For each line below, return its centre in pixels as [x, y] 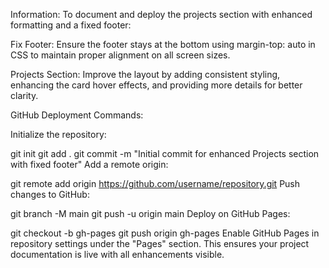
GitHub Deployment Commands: [77, 115]
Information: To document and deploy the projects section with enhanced [161, 14]
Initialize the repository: [58, 134]
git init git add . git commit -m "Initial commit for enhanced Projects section [165, 153]
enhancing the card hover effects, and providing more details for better [156, 85]
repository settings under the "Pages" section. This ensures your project [160, 243]
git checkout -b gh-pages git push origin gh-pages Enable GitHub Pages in [165, 233]
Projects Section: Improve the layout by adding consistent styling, [145, 74]
